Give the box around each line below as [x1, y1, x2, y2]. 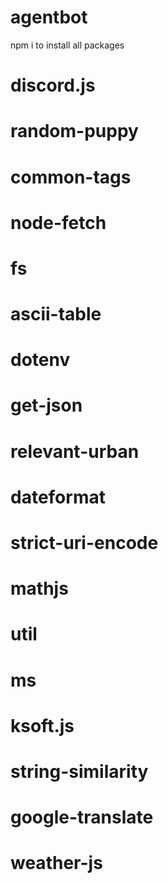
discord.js [10, 74, 96, 97]
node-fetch [10, 211, 107, 234]
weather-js [10, 852, 103, 875]
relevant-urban [10, 440, 140, 463]
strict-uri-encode [10, 532, 159, 554]
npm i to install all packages [10, 39, 125, 51]
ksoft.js [10, 714, 75, 737]
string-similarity [10, 760, 149, 783]
